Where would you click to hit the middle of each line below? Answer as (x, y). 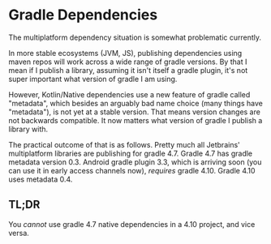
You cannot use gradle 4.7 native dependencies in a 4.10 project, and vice (132, 224)
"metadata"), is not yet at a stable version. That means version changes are (135, 112)
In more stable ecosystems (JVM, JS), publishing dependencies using (125, 53)
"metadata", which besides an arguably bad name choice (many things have (136, 103)
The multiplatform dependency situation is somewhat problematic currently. (135, 37)
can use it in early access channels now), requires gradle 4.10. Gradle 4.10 (132, 170)
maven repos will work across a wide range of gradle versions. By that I (128, 62)
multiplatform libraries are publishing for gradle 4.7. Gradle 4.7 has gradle (131, 153)
